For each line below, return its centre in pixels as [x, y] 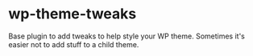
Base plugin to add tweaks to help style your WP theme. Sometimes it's [127, 36]
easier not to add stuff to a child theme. [74, 44]
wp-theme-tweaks [73, 14]
